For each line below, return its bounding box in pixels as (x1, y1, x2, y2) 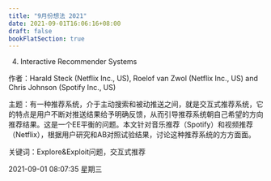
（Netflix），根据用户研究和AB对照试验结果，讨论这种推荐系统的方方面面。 (8, 130, 256, 140)
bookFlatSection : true (8, 34, 85, 43)
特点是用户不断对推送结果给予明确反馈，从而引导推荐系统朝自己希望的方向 (15, 110, 264, 119)
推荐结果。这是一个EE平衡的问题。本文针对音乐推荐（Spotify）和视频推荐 (8, 119, 253, 130)
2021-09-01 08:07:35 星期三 (8, 164, 103, 175)
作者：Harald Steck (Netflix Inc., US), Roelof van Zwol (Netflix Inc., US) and (8, 74, 259, 84)
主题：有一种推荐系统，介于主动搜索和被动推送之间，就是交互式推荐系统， (8, 99, 256, 110)
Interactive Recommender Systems (19, 57, 138, 67)
